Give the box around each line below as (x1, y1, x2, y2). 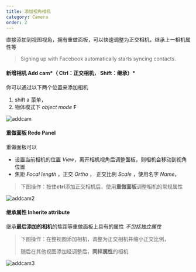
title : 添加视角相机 (6, 8, 51, 15)
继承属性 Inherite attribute (6, 209, 70, 216)
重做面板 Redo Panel (6, 130, 56, 137)
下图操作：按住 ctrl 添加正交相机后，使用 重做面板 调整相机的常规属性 (20, 183, 183, 190)
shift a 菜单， (14, 96, 47, 103)
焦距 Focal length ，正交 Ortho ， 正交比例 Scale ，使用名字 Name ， (14, 171, 180, 178)
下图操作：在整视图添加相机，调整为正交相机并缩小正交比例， (20, 235, 170, 242)
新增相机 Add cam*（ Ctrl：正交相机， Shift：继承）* (6, 69, 136, 76)
